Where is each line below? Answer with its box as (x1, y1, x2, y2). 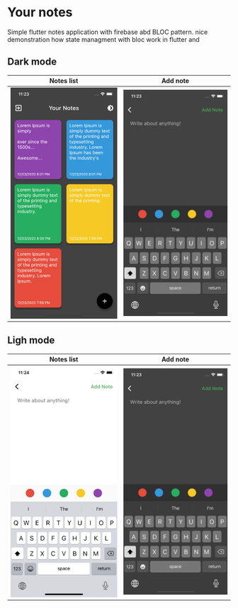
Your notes (7, 4, 73, 21)
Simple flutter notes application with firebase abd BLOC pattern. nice (7, 28, 208, 36)
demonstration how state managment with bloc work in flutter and (7, 35, 200, 43)
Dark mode (7, 56, 57, 68)
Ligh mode (7, 334, 55, 347)
